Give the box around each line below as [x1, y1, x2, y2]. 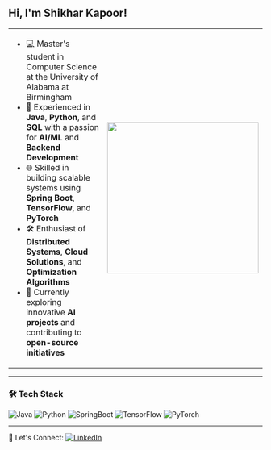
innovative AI [26, 306, 76, 318]
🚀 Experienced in [26, 101, 91, 112]
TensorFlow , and [26, 202, 91, 213]
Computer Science [26, 60, 97, 72]
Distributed [26, 235, 71, 247]
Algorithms [26, 276, 70, 287]
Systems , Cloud [26, 246, 89, 257]
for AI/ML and [26, 131, 79, 143]
